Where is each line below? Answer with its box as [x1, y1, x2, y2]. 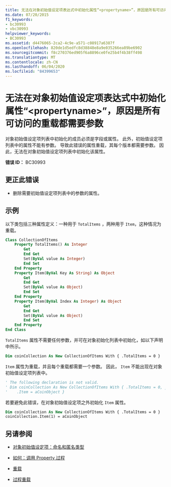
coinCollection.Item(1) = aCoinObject [5, 414, 88, 419]
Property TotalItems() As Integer [14, 242, 88, 247]
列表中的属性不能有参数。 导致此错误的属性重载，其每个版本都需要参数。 [5, 142, 158, 148]
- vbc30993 [5, 26, 28, 32]
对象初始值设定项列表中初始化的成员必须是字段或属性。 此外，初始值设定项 [5, 135, 163, 141]
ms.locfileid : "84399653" [5, 69, 60, 74]
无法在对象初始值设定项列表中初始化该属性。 [14, 148, 108, 154]
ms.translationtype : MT [5, 54, 56, 60]
